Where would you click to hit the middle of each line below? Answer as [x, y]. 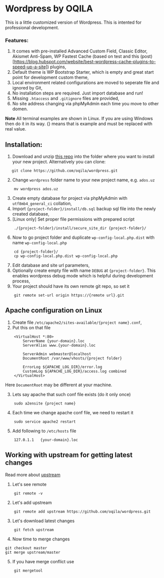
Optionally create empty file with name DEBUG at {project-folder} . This [84, 270]
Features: [17, 40]
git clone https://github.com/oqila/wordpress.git [65, 171]
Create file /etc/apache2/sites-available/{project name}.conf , [77, 322]
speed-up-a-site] [30, 67]
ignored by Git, [27, 88]
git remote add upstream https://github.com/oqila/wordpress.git [82, 511]
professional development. [32, 27]
